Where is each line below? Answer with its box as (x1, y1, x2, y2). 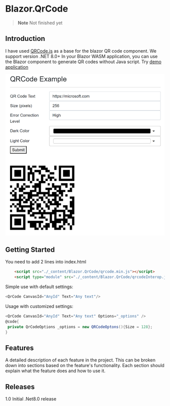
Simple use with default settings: (5, 284, 73, 290)
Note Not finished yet (17, 20, 63, 26)
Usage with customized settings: (5, 303, 73, 309)
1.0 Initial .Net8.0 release (5, 396, 57, 402)
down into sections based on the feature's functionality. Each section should (5, 363, 164, 369)
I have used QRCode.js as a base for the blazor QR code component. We (5, 48, 157, 54)
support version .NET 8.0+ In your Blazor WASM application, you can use (5, 53, 158, 59)
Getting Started (5, 246, 55, 254)
